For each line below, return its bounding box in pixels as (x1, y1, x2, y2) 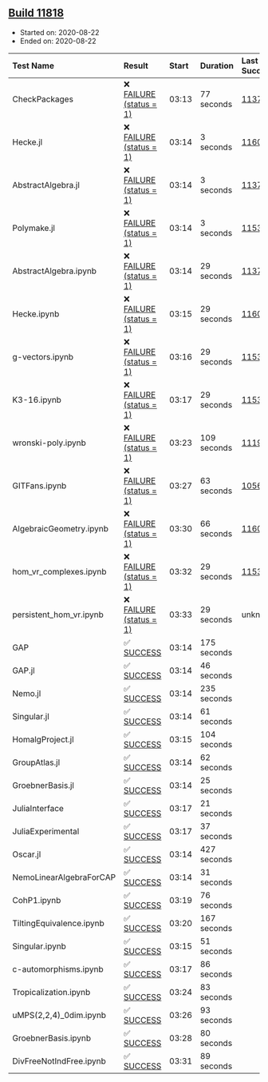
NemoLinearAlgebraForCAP (12, 871, 116, 882)
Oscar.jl (12, 849, 41, 860)
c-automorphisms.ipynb (12, 963, 104, 974)
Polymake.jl (12, 222, 56, 233)
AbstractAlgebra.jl (12, 179, 80, 190)
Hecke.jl (12, 136, 43, 147)
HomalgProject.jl (12, 734, 74, 745)
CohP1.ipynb (12, 894, 61, 905)
